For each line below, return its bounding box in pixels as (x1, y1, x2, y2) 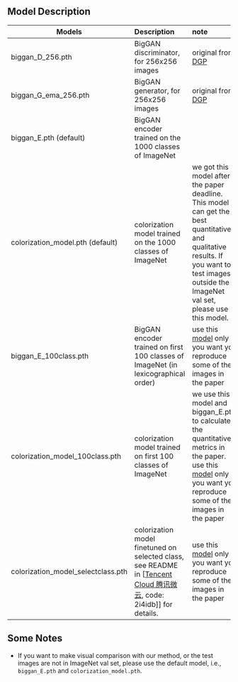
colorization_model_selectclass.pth (11, 566, 127, 576)
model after (192, 170, 230, 180)
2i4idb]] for (134, 599, 173, 609)
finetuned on (134, 542, 177, 552)
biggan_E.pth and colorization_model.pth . (17, 666, 142, 675)
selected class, (134, 551, 184, 561)
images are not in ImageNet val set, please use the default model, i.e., (17, 659, 222, 667)
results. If (192, 251, 223, 260)
